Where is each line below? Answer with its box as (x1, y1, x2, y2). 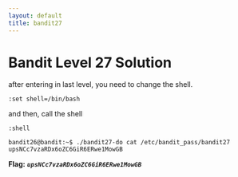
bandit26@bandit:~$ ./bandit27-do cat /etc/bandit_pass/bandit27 (8, 139, 230, 147)
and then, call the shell (8, 109, 83, 119)
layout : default (8, 11, 62, 20)
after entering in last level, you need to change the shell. (8, 80, 193, 89)
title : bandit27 (8, 19, 62, 27)
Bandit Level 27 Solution (8, 53, 173, 72)
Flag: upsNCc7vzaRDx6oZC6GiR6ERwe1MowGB (8, 159, 142, 169)
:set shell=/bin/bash (8, 95, 81, 104)
